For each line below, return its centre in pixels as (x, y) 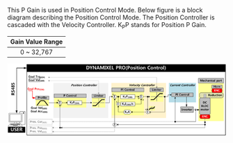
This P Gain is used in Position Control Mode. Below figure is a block (105, 10)
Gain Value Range (37, 42)
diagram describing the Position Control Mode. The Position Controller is (111, 17)
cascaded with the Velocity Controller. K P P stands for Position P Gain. (107, 26)
